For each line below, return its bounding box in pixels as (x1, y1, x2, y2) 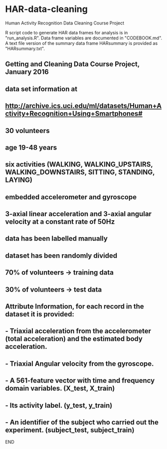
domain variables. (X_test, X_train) (5, 384, 115, 393)
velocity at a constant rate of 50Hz (5, 218, 115, 226)
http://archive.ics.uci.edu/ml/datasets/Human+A (5, 102, 162, 110)
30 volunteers (5, 126, 50, 135)
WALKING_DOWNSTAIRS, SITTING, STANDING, (5, 168, 155, 176)
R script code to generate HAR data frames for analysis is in (5, 29, 128, 35)
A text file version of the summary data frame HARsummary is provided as (5, 40, 158, 46)
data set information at (5, 85, 78, 93)
